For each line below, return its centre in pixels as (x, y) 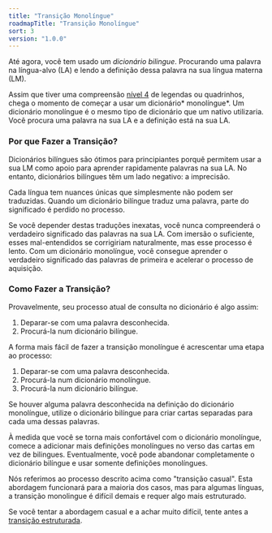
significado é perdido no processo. (67, 209)
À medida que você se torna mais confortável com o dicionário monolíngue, (135, 437)
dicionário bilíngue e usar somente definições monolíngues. (108, 462)
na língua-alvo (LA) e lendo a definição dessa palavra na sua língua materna (136, 71)
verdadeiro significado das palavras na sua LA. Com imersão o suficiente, (132, 234)
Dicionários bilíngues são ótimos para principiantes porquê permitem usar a (135, 159)
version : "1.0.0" (38, 39)
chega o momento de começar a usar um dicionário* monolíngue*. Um (127, 103)
